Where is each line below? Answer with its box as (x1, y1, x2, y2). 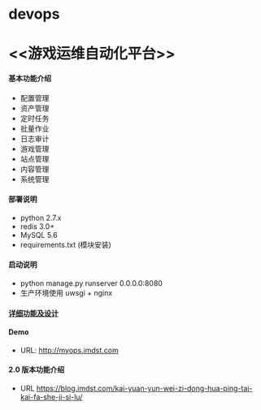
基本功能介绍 (8, 73, 51, 83)
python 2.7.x (20, 213, 62, 222)
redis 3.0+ (20, 221, 55, 231)
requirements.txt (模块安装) (20, 240, 112, 249)
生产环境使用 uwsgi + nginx (20, 287, 113, 297)
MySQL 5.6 (20, 230, 59, 240)
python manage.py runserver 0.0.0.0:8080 (20, 278, 163, 288)
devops (8, 5, 60, 24)
